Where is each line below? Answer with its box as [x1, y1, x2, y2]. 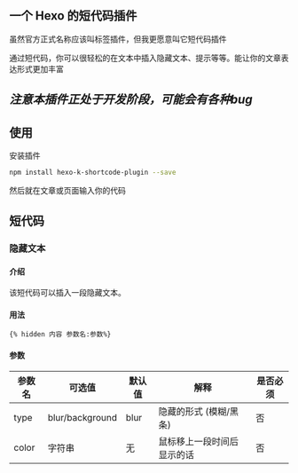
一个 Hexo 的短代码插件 [9, 8, 137, 24]
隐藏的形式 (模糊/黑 [158, 405, 239, 417]
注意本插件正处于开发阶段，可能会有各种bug [9, 92, 253, 107]
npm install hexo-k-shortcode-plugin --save [9, 168, 176, 177]
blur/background [47, 411, 118, 423]
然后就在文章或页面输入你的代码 [9, 185, 126, 195]
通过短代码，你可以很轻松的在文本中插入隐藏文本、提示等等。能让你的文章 [9, 52, 281, 63]
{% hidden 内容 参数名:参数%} [9, 329, 112, 339]
